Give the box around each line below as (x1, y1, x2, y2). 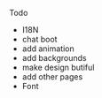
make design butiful (21, 62, 95, 72)
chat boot (21, 34, 58, 44)
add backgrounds (21, 53, 87, 63)
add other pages (21, 72, 83, 82)
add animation (21, 43, 75, 54)
